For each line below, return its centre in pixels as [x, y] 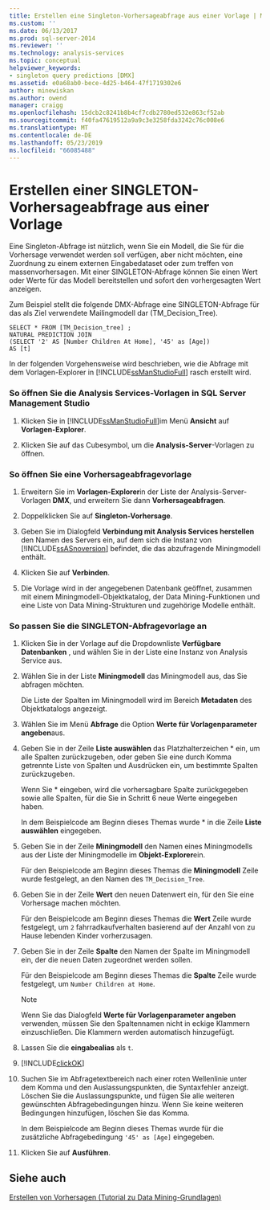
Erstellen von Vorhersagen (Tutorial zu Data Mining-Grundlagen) [115, 1197]
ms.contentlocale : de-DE [50, 135]
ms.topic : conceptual [45, 61]
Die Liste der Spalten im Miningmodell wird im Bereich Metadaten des [136, 701]
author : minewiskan [42, 90]
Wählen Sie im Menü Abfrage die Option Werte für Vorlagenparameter [139, 725]
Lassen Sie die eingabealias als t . [77, 1048]
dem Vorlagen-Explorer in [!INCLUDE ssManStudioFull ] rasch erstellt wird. [130, 372]
